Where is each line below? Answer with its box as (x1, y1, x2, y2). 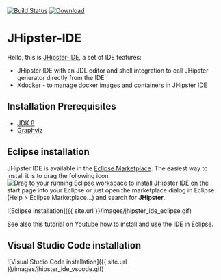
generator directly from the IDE (16, 73, 105, 81)
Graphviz (16, 126, 43, 134)
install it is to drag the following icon (7, 171, 109, 179)
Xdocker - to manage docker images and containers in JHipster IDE (16, 81, 207, 89)
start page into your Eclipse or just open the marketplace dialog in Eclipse (7, 186, 215, 194)
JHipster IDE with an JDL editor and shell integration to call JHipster (16, 66, 209, 75)
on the (190, 179, 209, 187)
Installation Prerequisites (7, 101, 116, 112)
